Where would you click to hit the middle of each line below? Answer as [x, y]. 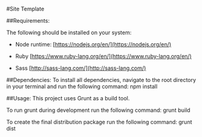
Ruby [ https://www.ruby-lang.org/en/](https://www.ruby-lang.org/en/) [103, 56]
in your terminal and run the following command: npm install [82, 86]
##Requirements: [28, 20]
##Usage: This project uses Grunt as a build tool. [68, 98]
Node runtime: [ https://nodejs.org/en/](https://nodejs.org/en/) [93, 44]
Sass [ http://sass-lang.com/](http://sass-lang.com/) [80, 68]
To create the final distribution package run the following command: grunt [99, 122]
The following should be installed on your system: [69, 32]
